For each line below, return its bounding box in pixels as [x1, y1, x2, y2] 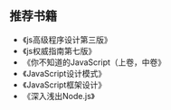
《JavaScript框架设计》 [22, 79, 107, 90]
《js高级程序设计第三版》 [22, 34, 112, 45]
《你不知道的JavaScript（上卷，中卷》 [22, 57, 166, 68]
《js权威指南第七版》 [22, 45, 97, 56]
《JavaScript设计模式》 [22, 68, 107, 78]
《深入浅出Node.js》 [22, 90, 95, 101]
